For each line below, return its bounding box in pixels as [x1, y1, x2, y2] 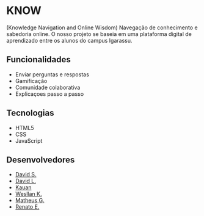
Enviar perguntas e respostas [15, 71, 90, 78]
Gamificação [15, 77, 48, 84]
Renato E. [15, 203, 40, 211]
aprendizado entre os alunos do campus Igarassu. [6, 37, 133, 44]
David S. [15, 171, 37, 178]
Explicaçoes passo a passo [15, 90, 84, 98]
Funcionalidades [6, 54, 71, 65]
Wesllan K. [15, 190, 42, 198]
